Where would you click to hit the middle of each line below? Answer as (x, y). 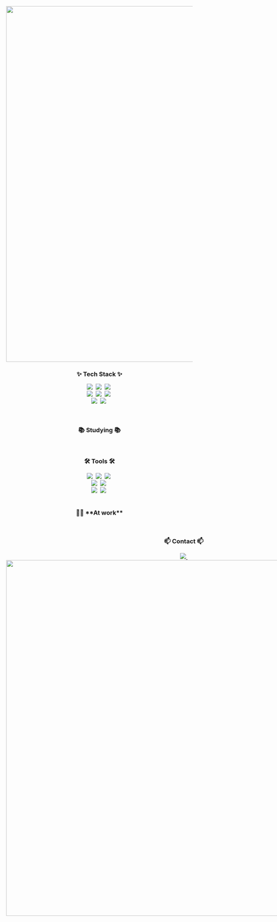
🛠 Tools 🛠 (99, 461)
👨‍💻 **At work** (99, 512)
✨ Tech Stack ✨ (99, 374)
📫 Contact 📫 (184, 541)
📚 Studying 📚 (99, 430)
